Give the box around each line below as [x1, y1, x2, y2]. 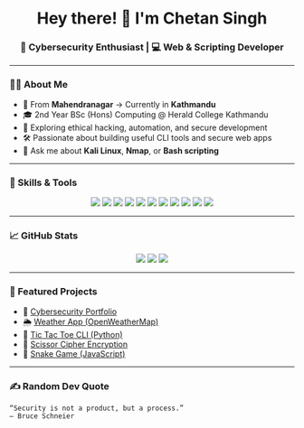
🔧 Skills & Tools [9, 176, 78, 189]
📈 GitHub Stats [9, 229, 79, 242]
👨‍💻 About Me [9, 79, 68, 91]
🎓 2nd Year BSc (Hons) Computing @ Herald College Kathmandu [22, 108, 269, 120]
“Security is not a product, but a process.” [9, 404, 184, 413]
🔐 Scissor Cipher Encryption [22, 339, 128, 349]
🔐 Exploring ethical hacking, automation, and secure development [22, 122, 268, 133]
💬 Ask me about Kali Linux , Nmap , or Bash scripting [22, 144, 220, 156]
